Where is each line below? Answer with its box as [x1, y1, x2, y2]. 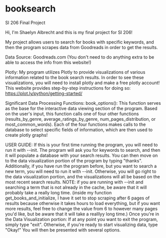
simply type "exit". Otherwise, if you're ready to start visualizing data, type [5, 221, 158, 227]
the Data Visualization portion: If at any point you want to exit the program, [5, 216, 158, 222]
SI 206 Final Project [5, 20, 46, 26]
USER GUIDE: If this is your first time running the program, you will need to [5, 141, 158, 148]
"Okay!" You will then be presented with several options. [5, 226, 121, 233]
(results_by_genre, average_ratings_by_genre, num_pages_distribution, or [5, 116, 156, 122]
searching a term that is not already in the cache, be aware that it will [5, 184, 147, 190]
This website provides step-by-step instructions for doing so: [5, 85, 131, 91]
